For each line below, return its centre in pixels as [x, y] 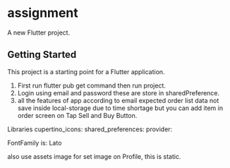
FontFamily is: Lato [35, 143]
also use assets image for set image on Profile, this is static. [94, 156]
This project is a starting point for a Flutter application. [86, 71]
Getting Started [42, 55]
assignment [43, 13]
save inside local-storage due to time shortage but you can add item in [120, 108]
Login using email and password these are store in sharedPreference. [119, 92]
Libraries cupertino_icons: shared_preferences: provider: [90, 129]
